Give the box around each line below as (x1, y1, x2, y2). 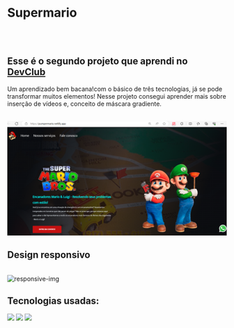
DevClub (7, 66, 46, 78)
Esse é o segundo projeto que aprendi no (7, 56, 188, 67)
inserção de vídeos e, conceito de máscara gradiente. (7, 99, 162, 108)
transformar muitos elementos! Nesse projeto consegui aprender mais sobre (7, 92, 226, 100)
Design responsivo (7, 249, 91, 261)
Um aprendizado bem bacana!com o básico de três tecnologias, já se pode (7, 85, 223, 93)
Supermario (7, 5, 77, 21)
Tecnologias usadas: (7, 295, 100, 306)
